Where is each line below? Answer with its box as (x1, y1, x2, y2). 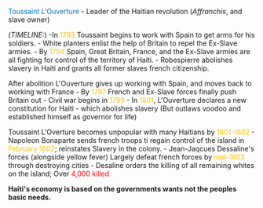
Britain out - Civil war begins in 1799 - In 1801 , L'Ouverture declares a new (8, 96, 247, 104)
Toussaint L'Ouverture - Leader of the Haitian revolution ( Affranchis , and (8, 7, 243, 16)
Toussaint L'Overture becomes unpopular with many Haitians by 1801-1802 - (8, 127, 255, 137)
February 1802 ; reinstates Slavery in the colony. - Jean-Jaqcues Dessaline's (8, 144, 255, 153)
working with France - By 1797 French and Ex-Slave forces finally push (8, 87, 237, 97)
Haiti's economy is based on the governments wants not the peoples (8, 184, 237, 193)
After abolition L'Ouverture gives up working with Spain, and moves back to (8, 78, 253, 88)
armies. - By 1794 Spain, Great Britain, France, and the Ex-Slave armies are (8, 47, 250, 56)
